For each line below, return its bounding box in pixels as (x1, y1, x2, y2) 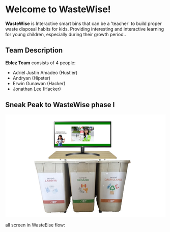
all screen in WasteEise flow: (5, 222, 65, 228)
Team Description (5, 46, 63, 55)
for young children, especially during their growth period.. (5, 31, 126, 37)
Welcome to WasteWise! (5, 4, 111, 15)
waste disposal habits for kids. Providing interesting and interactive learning (5, 25, 164, 32)
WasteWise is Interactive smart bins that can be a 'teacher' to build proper (5, 20, 162, 27)
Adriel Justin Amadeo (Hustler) (12, 69, 78, 75)
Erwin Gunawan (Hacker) (12, 80, 66, 86)
